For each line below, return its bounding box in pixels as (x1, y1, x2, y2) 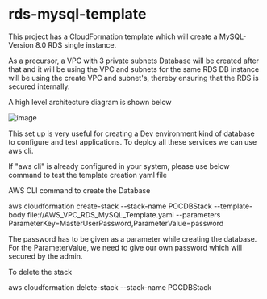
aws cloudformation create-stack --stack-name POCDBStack (8, 201, 212, 211)
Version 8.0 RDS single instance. (8, 40, 117, 49)
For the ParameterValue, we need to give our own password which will (8, 242, 243, 252)
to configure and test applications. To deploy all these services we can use (8, 137, 257, 146)
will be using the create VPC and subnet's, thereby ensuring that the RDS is (8, 73, 260, 82)
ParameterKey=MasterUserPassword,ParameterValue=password (8, 218, 224, 228)
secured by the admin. (8, 251, 83, 261)
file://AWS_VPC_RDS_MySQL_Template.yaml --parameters (27, 209, 221, 219)
